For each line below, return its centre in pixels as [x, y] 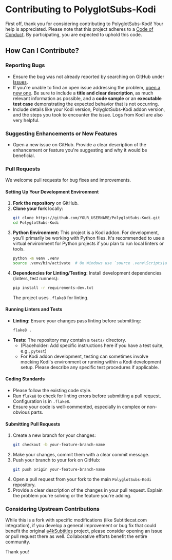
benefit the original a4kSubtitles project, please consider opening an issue [84, 531]
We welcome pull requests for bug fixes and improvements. [68, 180]
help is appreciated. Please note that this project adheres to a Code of [79, 29]
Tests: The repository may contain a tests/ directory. [70, 340]
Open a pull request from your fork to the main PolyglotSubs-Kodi [82, 479]
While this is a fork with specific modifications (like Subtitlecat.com [76, 520]
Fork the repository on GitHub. [46, 203]
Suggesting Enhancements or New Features [61, 133]
